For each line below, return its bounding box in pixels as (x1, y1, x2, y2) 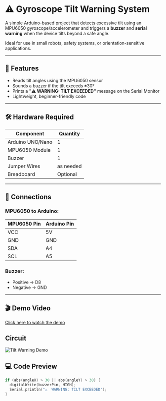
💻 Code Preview (5, 362, 57, 370)
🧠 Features (5, 64, 39, 73)
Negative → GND (12, 284, 47, 290)
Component (15, 130, 44, 137)
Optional (57, 171, 77, 177)
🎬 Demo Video (5, 304, 51, 312)
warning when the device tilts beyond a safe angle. (5, 30, 110, 36)
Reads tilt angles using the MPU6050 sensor (12, 77, 103, 83)
